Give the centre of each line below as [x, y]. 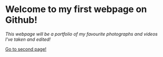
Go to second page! [26, 49]
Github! [21, 20]
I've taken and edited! [28, 39]
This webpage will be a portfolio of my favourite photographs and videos [81, 34]
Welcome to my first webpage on [76, 9]
